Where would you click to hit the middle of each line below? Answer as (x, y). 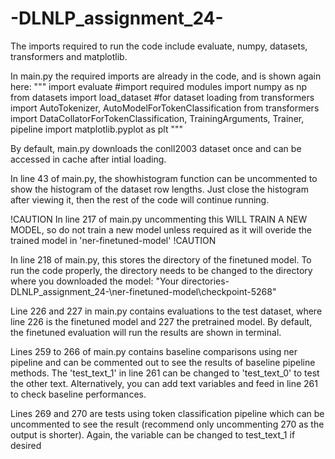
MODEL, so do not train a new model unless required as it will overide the (161, 229)
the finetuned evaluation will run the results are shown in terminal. (146, 332)
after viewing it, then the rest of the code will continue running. (140, 199)
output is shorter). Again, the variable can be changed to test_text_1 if (153, 434)
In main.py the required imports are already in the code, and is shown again (166, 76)
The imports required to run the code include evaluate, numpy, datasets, (159, 46)
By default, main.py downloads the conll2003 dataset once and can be (156, 148)
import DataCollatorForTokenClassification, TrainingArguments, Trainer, (157, 118)
